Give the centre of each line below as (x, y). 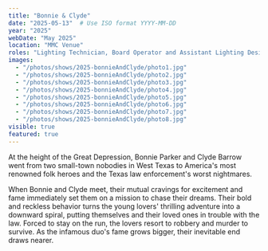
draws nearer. (31, 240)
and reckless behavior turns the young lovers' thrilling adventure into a (124, 206)
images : (21, 61)
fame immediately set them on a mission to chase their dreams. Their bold (130, 198)
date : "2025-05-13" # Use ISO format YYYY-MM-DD (93, 23)
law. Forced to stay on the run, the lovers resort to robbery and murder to (128, 223)
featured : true (33, 134)
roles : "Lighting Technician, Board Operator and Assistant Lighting (126, 53)
